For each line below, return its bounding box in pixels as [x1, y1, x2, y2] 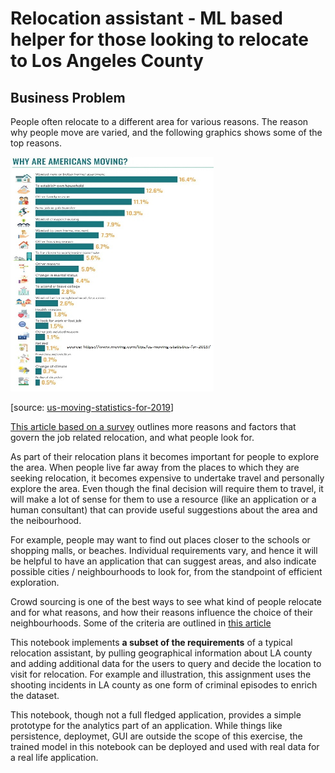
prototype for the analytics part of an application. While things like [10, 720, 283, 731]
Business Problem [10, 89, 126, 106]
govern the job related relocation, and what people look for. [10, 432, 255, 443]
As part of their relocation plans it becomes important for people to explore [10, 451, 320, 462]
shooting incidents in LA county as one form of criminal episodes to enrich [10, 679, 318, 691]
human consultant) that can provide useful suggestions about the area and [10, 504, 318, 516]
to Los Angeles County [10, 50, 204, 72]
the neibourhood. [10, 515, 82, 526]
